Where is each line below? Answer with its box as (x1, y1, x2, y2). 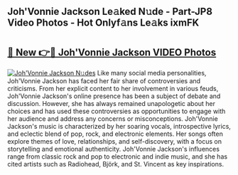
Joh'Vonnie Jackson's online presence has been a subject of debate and (7, 92, 221, 100)
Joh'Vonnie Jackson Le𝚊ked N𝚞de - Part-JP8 (7, 6, 213, 18)
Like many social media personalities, (97, 69, 207, 77)
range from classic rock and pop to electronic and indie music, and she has (7, 152, 228, 161)
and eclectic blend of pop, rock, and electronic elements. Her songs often (7, 129, 224, 138)
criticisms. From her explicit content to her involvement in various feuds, (7, 85, 219, 92)
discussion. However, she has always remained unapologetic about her (7, 100, 215, 107)
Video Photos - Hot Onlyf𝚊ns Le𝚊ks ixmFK (7, 17, 200, 29)
